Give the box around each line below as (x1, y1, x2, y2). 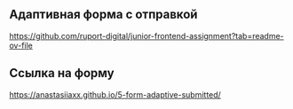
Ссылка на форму (9, 66, 115, 81)
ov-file (9, 40, 33, 51)
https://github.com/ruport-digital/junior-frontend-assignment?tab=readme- (9, 30, 284, 41)
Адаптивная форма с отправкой (9, 7, 198, 22)
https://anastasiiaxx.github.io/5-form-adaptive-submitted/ (9, 89, 222, 100)
